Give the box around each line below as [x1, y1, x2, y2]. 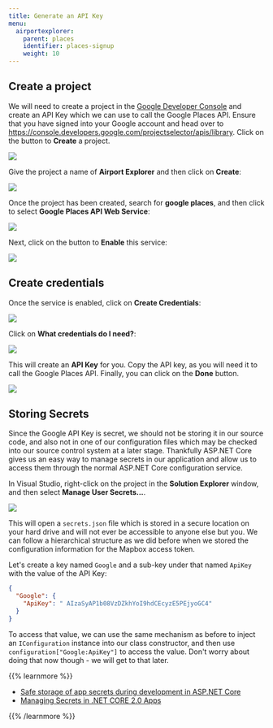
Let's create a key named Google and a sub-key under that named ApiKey [8, 560, 252, 570]
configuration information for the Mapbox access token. [8, 544, 195, 554]
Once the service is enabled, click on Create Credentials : [8, 297, 201, 307]
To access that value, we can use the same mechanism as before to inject [8, 629, 256, 639]
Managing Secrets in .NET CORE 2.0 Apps [19, 695, 162, 705]
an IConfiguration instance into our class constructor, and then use [8, 638, 236, 648]
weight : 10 [23, 50, 60, 58]
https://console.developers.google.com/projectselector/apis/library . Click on [8, 127, 264, 136]
